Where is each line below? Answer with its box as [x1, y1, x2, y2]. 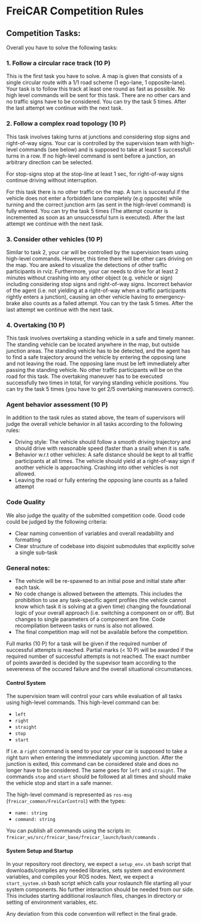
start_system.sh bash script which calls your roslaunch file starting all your [6, 880, 191, 887]
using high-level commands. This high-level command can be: [6, 699, 160, 706]
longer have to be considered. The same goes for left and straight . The [6, 766, 187, 774]
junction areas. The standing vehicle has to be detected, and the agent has [6, 347, 191, 354]
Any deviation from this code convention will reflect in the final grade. [6, 910, 178, 918]
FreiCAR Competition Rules [6, 4, 144, 18]
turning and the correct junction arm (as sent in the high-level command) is [6, 201, 191, 208]
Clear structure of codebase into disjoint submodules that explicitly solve [14, 542, 195, 549]
